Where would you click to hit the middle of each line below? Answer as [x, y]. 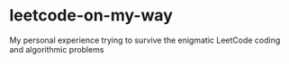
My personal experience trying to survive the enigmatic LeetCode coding [145, 40]
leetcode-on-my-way [91, 16]
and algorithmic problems [57, 49]
